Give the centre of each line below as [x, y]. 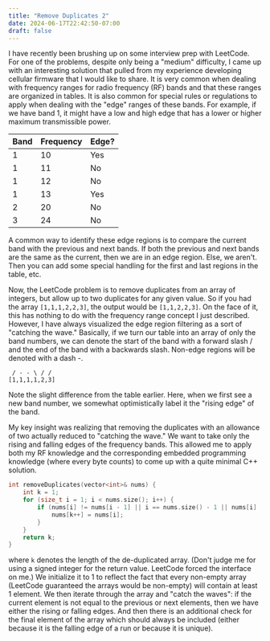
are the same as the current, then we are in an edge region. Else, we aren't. [133, 257]
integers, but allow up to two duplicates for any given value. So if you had [130, 299]
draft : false [30, 31]
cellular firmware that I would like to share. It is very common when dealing [133, 79]
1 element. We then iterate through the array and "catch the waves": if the [130, 594]
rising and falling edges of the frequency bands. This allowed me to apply [130, 445]
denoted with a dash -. [46, 358]
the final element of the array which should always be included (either [124, 620]
